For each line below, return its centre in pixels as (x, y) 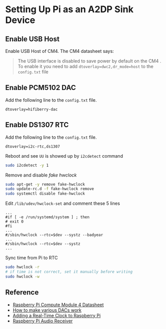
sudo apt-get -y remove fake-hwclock (45, 184)
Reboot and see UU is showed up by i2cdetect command (64, 156)
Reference (22, 293)
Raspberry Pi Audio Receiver (43, 321)
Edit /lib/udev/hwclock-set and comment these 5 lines (63, 203)
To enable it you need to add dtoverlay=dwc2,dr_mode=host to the (86, 66)
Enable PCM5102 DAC (41, 88)
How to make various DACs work (47, 310)
